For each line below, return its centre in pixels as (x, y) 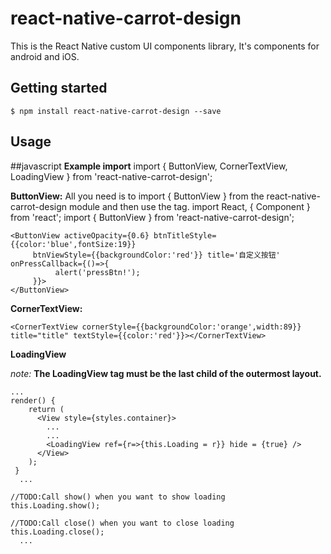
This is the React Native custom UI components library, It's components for (165, 46)
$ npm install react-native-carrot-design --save (116, 111)
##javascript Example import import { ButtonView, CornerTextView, (149, 166)
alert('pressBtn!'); (97, 272)
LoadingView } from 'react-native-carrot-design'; (111, 176)
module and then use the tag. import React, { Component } (189, 206)
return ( (46, 409)
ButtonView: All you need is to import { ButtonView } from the (137, 196)
